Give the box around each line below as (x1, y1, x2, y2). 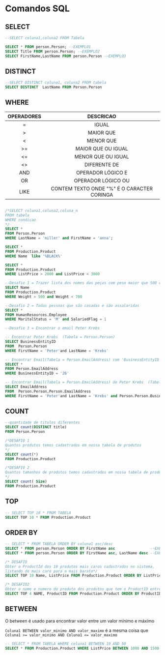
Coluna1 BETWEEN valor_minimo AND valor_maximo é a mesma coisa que (5, 627, 148, 633)
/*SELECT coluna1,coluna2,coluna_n (5, 208, 78, 213)
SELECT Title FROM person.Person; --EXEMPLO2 (5, 49, 100, 54)
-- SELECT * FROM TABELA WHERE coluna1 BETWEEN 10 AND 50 (5, 641, 126, 646)
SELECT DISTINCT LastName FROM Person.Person (5, 85, 102, 90)
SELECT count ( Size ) (5, 479, 48, 484)
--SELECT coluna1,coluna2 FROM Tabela (5, 35, 84, 40)
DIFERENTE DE (84, 161, 119, 168)
